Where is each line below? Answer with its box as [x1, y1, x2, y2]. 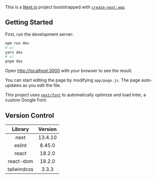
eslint [14, 142, 27, 149]
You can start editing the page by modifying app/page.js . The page [5, 77, 140, 83]
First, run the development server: [5, 31, 74, 37]
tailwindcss [7, 166, 34, 173]
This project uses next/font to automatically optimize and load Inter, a [5, 92, 146, 98]
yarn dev [5, 50, 23, 55]
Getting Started [5, 18, 53, 26]
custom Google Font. [5, 97, 47, 103]
